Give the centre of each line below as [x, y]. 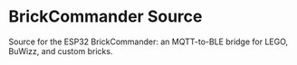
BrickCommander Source [105, 17]
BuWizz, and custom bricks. [61, 51]
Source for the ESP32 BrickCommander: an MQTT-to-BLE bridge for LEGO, [148, 42]
